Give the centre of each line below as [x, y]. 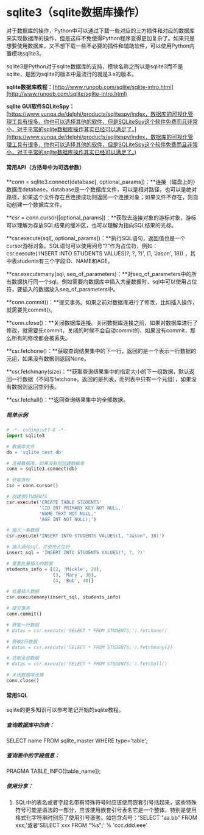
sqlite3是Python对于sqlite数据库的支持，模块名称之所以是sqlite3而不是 [95, 66]
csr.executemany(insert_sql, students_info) [64, 597]
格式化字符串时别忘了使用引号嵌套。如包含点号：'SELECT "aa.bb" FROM [106, 818]
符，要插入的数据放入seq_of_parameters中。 [62, 290]
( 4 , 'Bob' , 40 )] [73, 581]
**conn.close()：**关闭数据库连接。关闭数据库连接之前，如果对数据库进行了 [102, 323]
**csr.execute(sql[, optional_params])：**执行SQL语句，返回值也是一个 [96, 238]
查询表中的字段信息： [33, 755]
